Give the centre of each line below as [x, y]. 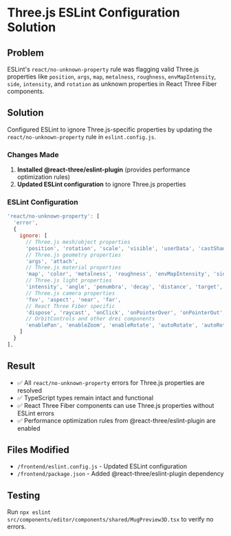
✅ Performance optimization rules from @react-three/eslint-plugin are [116, 420]
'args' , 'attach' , [52, 261]
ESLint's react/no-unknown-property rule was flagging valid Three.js [103, 69]
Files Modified [38, 450]
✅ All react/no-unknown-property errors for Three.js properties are [111, 382]
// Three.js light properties [68, 280]
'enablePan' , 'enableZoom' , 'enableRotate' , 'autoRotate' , [111, 325]
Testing [24, 495]
